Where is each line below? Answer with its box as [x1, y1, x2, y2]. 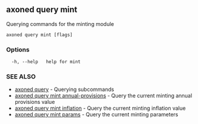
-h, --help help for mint [11, 59, 81, 65]
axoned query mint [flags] [6, 32, 73, 38]
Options [6, 45, 30, 54]
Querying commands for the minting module [6, 20, 114, 27]
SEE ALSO [6, 73, 36, 81]
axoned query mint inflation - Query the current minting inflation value [14, 105, 186, 112]
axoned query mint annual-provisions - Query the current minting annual [14, 92, 193, 99]
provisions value [14, 99, 55, 106]
